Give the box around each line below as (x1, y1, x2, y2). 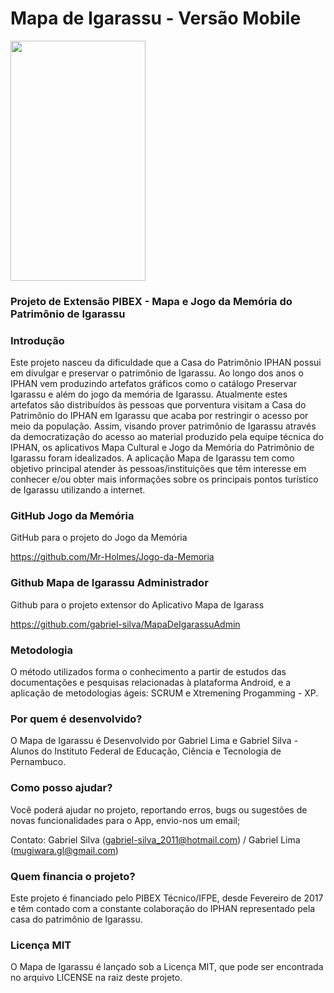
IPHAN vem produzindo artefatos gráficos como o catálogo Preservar (10, 378, 297, 390)
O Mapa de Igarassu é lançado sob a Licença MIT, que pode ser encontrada (10, 961, 324, 973)
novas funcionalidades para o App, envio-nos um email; (10, 814, 241, 826)
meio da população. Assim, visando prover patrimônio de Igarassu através (10, 420, 317, 432)
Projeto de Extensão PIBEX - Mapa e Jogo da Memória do (10, 294, 293, 308)
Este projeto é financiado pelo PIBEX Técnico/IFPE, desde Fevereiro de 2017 (10, 892, 324, 904)
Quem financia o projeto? (10, 869, 136, 883)
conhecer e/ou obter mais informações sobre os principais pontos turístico (10, 473, 319, 486)
